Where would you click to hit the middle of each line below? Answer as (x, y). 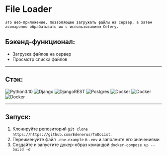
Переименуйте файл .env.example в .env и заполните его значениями (86, 140)
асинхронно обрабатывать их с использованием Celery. (62, 27)
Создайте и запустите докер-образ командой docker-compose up (81, 145)
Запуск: (18, 117)
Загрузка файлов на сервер (42, 54)
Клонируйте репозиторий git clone (50, 129)
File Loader (29, 9)
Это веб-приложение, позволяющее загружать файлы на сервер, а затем (79, 22)
